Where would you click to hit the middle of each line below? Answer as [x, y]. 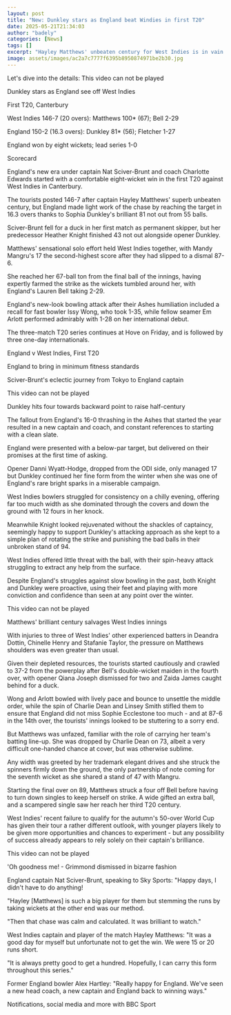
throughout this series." [40, 970]
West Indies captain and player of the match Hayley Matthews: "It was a [109, 934]
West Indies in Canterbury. [45, 186]
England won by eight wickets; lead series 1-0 [72, 145]
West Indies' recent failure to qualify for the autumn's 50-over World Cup [111, 818]
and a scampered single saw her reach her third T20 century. [94, 805]
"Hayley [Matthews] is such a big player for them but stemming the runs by [114, 901]
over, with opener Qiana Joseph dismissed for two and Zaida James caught [114, 678]
